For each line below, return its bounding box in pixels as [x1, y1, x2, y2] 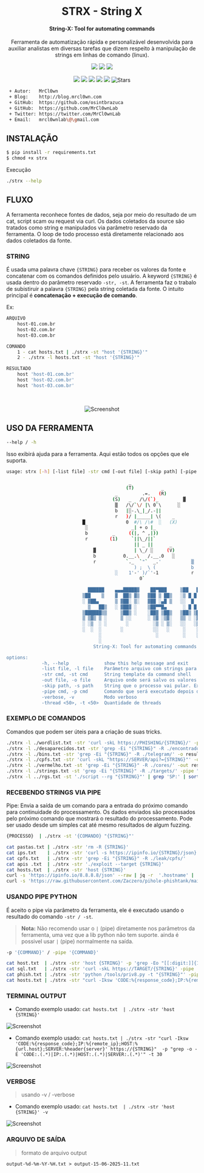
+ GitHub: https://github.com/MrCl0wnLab [8, 105, 118, 111]
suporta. [6, 457, 27, 464]
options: [6, 654, 29, 660]
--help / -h [6, 439, 36, 445]
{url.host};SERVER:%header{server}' [15, 1046, 108, 1052]
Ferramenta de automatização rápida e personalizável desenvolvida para [11, 38, 193, 46]
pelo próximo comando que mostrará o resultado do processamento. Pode [6, 815, 193, 822]
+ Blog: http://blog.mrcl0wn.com [8, 94, 102, 100]
